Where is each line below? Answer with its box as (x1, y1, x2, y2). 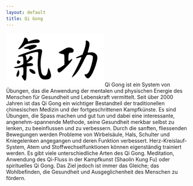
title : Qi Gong (6, 15, 43, 22)
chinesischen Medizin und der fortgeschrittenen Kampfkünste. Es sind (6, 106, 177, 113)
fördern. (6, 174, 26, 181)
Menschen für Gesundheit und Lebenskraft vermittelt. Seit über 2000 (6, 93, 174, 100)
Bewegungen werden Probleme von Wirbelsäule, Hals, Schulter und (6, 131, 170, 138)
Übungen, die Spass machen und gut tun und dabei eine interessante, (6, 112, 175, 119)
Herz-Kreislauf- (149, 137, 188, 144)
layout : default (6, 9, 46, 15)
